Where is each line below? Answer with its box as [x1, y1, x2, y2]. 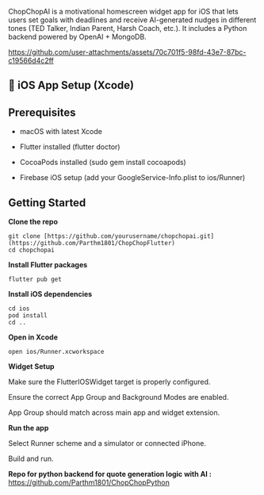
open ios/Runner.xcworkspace [8, 348, 105, 356]
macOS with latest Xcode [19, 127, 103, 136]
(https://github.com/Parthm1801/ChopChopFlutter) [8, 240, 176, 247]
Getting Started [8, 196, 86, 209]
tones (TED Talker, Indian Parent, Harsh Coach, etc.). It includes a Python [8, 24, 247, 33]
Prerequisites [8, 106, 76, 119]
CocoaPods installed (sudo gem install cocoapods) [19, 158, 186, 167]
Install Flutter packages [8, 260, 88, 270]
